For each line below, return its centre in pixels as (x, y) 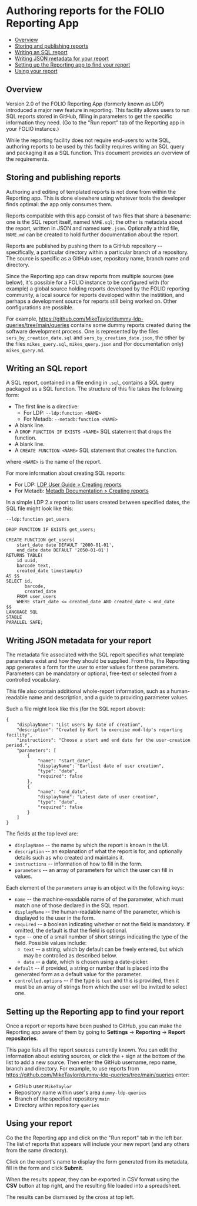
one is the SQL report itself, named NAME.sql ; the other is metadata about (94, 222)
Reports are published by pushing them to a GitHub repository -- (84, 246)
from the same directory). (37, 1150)
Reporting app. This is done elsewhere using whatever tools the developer (96, 198)
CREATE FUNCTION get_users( (41, 540)
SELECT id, (19, 581)
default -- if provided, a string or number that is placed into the (91, 968)
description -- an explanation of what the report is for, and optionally (98, 851)
